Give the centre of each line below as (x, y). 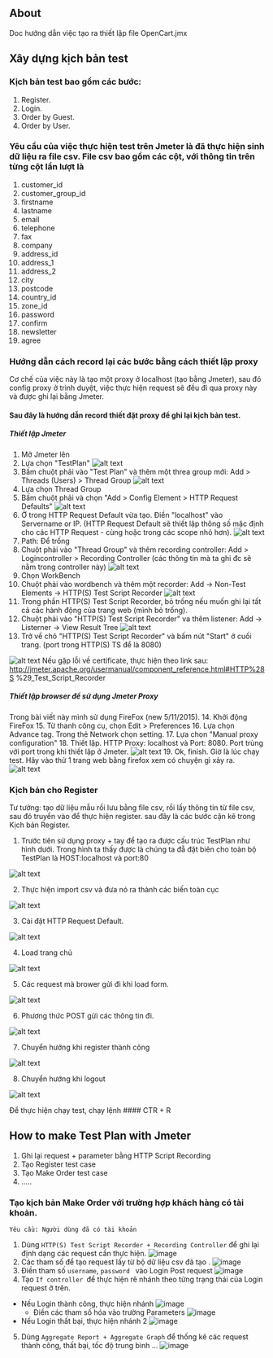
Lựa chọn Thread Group (61, 488)
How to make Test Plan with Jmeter (100, 1136)
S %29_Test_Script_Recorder (58, 677)
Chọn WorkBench (50, 575)
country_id (39, 297)
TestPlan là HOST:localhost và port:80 (84, 857)
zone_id (34, 305)
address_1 (37, 262)
